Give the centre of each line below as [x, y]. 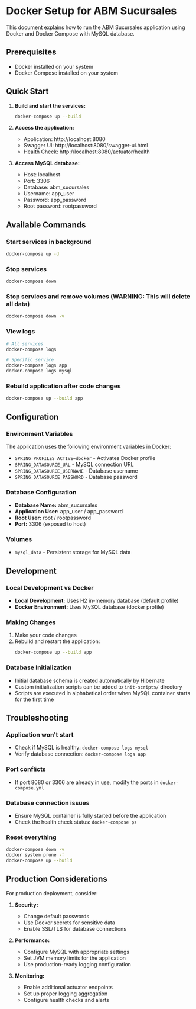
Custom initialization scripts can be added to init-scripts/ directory [98, 687]
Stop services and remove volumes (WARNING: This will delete [98, 297]
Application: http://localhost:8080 [64, 139]
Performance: [32, 940]
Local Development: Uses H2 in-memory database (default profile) [97, 601]
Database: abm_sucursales [56, 187]
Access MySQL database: [47, 163]
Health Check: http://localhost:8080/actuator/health [87, 152]
